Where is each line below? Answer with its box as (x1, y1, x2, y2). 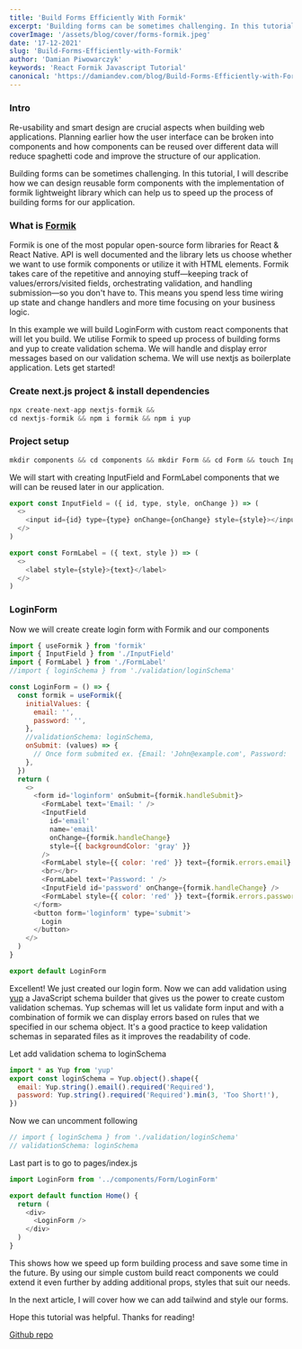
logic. (9, 307, 30, 318)
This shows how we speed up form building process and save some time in (9, 1257, 288, 1268)
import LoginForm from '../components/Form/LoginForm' (9, 1174, 219, 1184)
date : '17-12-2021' (9, 38, 83, 48)
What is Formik (9, 219, 76, 231)
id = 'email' (49, 817, 91, 826)
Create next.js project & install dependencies (9, 385, 210, 397)
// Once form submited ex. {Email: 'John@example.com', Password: (32, 749, 288, 759)
